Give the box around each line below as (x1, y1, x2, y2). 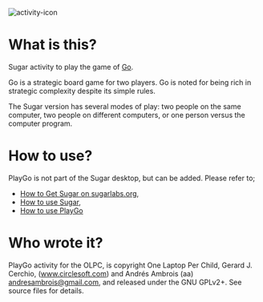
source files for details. (8, 285, 84, 296)
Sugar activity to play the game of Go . (8, 62, 134, 71)
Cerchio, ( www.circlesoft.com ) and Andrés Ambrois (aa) (8, 268, 194, 278)
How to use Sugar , (19, 197, 82, 207)
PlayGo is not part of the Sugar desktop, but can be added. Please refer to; (8, 173, 256, 183)
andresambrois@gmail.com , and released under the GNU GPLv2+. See (8, 277, 242, 287)
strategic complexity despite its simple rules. (8, 86, 156, 95)
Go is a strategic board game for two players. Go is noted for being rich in (8, 77, 252, 87)
